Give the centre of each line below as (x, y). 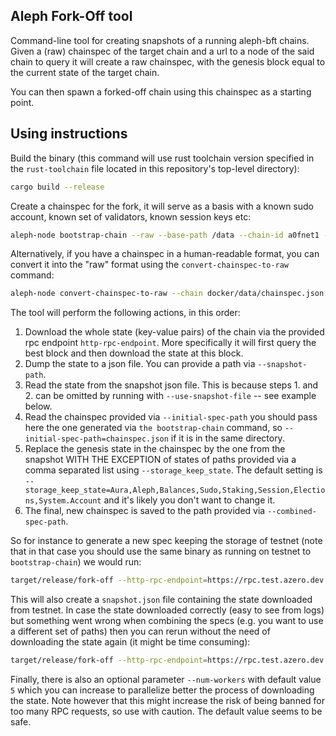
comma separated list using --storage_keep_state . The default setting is (173, 470)
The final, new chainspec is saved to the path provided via (145, 511)
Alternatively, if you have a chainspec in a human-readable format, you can (165, 254)
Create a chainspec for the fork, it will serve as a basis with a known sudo (162, 206)
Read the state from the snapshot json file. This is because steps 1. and (171, 385)
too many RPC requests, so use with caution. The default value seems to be (166, 711)
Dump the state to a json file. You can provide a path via (140, 364)
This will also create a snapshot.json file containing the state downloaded (161, 600)
